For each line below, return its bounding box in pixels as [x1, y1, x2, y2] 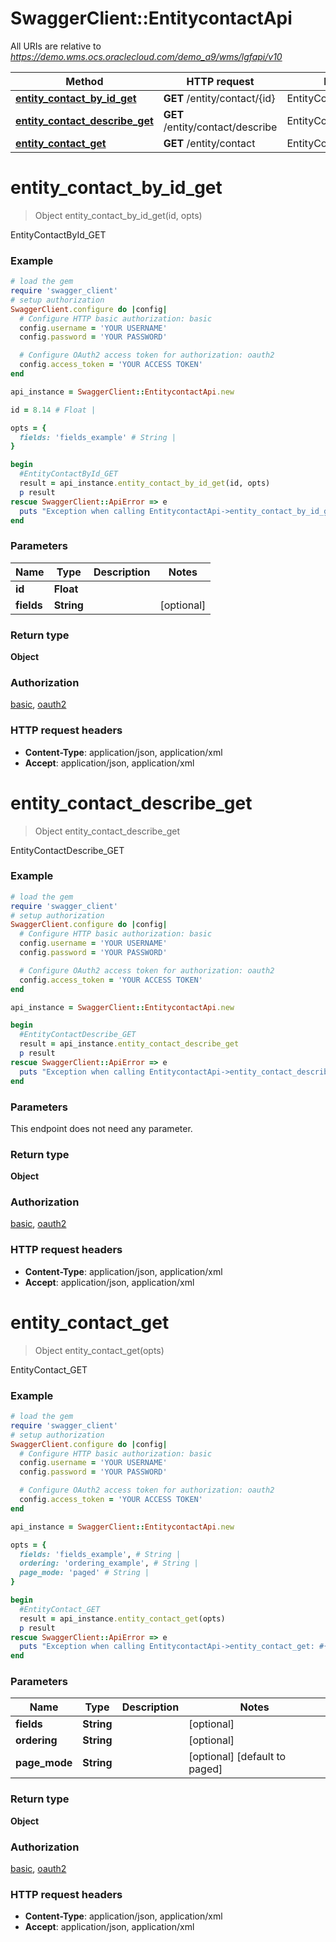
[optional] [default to [188, 1750, 287, 1764]
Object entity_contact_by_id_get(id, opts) [34, 209, 203, 221]
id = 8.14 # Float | [10, 405, 97, 415]
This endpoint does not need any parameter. [10, 1122, 193, 1134]
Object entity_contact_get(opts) [34, 1344, 165, 1356]
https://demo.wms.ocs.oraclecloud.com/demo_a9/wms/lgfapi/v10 [10, 50, 283, 62]
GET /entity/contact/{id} [163, 91, 276, 105]
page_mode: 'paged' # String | [19, 1568, 150, 1578]
